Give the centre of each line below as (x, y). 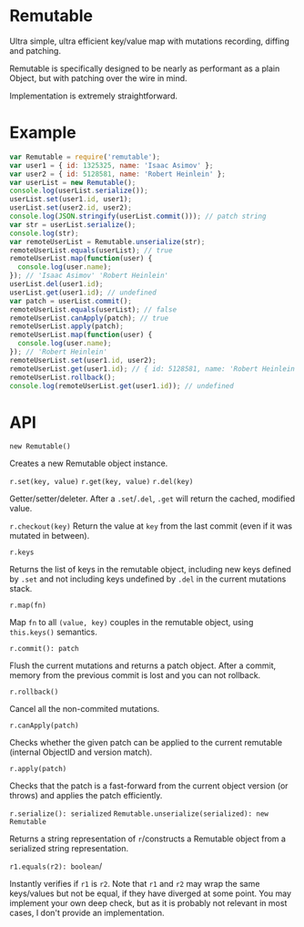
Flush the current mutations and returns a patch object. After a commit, (143, 665)
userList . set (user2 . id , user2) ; (71, 208)
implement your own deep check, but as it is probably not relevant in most (148, 903)
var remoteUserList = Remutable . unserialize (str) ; (107, 242)
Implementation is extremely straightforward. (93, 96)
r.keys (22, 552)
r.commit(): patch (44, 649)
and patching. (35, 50)
